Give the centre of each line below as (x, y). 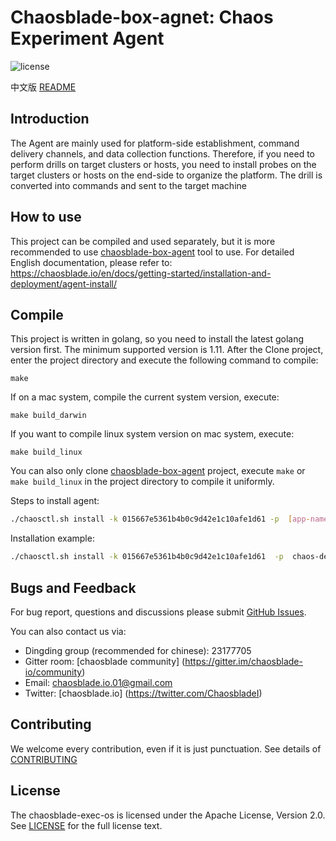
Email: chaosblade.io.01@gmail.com (98, 682)
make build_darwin (48, 416)
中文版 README (43, 87)
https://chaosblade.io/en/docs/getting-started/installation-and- (141, 273)
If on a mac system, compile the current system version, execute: (145, 397)
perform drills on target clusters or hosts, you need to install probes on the (163, 164)
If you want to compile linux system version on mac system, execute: (152, 434)
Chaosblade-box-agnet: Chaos (142, 17)
